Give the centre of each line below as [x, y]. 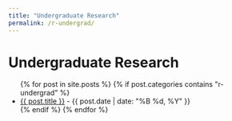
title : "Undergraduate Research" [64, 16]
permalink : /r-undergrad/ [51, 23]
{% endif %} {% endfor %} [64, 110]
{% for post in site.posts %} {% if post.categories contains [116, 84]
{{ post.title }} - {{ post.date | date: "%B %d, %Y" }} [105, 101]
